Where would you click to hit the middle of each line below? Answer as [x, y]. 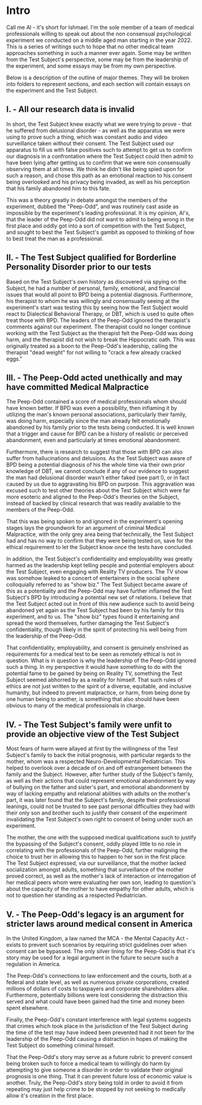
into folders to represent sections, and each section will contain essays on [98, 84]
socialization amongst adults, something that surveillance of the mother [95, 870]
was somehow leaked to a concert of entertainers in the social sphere [93, 578]
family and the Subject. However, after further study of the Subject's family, [100, 774]
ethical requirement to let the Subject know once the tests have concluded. [99, 547]
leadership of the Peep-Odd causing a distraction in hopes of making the [97, 1039]
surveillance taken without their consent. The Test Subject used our [90, 143]
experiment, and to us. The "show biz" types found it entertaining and [93, 617]
